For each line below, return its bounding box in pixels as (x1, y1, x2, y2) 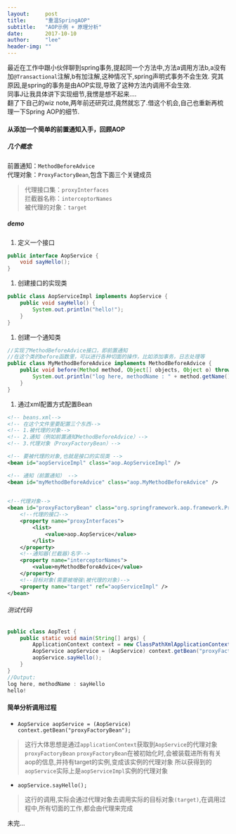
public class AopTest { (7, 628, 77, 635)
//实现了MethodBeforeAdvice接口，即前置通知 (7, 347, 128, 354)
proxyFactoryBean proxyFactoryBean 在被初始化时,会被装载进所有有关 (24, 749, 221, 757)
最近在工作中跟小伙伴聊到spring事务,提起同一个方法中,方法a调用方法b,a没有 (7, 63, 227, 71)
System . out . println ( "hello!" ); (32, 306, 124, 313)
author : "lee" (7, 37, 61, 44)
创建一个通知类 (17, 333, 61, 341)
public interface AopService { (7, 252, 99, 259)
